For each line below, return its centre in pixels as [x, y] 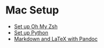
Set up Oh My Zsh [36, 26]
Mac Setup [32, 10]
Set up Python [31, 32]
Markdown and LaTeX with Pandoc [56, 39]
